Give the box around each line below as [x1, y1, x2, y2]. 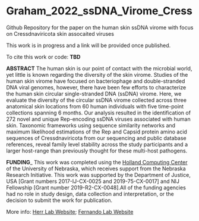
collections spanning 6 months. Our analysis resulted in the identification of [6, 109, 191, 116]
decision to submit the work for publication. [6, 197, 113, 204]
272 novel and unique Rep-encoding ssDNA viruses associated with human [6, 115, 191, 123]
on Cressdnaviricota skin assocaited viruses [6, 30, 115, 37]
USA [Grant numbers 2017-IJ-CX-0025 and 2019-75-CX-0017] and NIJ [6, 178, 180, 185]
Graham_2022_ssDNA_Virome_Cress [6, 4, 193, 18]
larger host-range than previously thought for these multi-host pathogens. [6, 147, 188, 154]
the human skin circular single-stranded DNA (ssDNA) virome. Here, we [6, 90, 182, 97]
